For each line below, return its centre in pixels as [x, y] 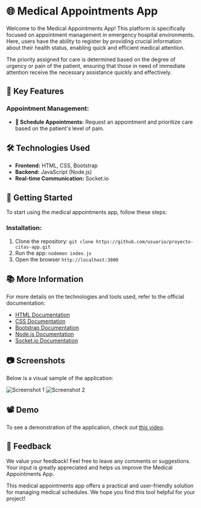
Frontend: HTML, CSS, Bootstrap [56, 165]
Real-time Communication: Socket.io [62, 179]
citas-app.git [33, 247]
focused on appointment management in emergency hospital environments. [101, 35]
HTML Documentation [43, 315]
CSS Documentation [40, 321]
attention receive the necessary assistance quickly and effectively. [89, 72]
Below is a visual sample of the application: [60, 378]
